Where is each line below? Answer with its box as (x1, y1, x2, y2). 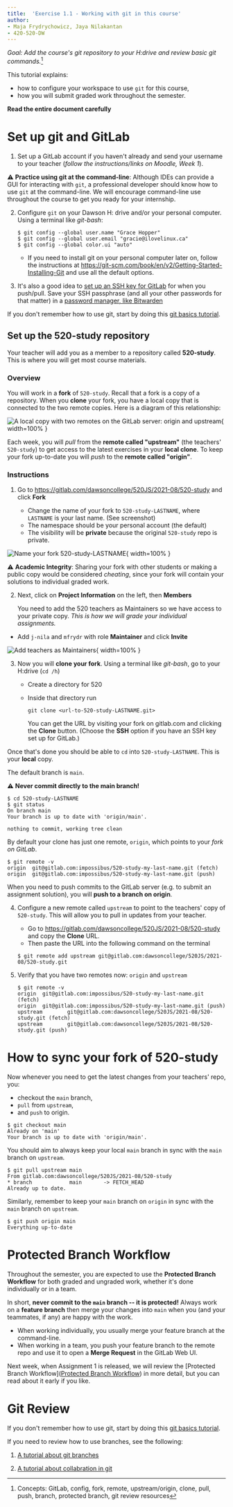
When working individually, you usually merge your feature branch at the (17, 1327, 225, 1335)
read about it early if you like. (7, 1377, 91, 1385)
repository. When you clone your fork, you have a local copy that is (7, 396, 199, 405)
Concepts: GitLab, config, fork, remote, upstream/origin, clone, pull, (17, 1484, 212, 1492)
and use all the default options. (65, 268, 155, 276)
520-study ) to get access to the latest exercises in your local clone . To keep (7, 445, 223, 453)
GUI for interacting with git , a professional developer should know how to (7, 180, 218, 188)
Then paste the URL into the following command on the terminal (27, 939, 210, 948)
